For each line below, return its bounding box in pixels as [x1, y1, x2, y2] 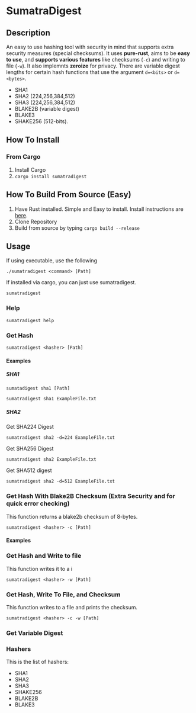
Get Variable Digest [6, 629, 63, 637]
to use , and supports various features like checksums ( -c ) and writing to [6, 56, 185, 63]
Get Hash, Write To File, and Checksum [6, 590, 121, 599]
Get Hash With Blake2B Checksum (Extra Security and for [6, 492, 176, 500]
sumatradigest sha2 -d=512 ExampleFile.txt [6, 478, 115, 484]
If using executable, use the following [6, 257, 98, 264]
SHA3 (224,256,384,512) [14, 99, 76, 106]
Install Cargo [14, 166, 46, 173]
